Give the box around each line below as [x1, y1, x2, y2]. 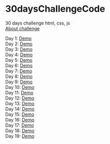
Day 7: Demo [5, 67, 32, 74]
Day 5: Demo [5, 57, 33, 63]
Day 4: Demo [5, 52, 33, 58]
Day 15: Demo [5, 111, 35, 117]
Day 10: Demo [5, 84, 35, 90]
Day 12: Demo [5, 95, 35, 101]
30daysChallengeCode [5, 3, 105, 15]
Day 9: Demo [5, 79, 33, 85]
